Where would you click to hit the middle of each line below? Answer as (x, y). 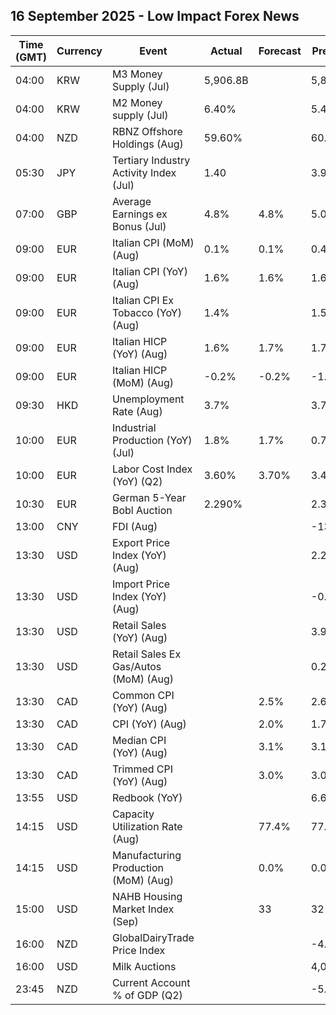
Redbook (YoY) (147, 797)
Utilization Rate (147, 826)
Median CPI (139, 740)
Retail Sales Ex (146, 654)
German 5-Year (149, 497)
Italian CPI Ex (143, 300)
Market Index (143, 909)
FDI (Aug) (134, 526)
